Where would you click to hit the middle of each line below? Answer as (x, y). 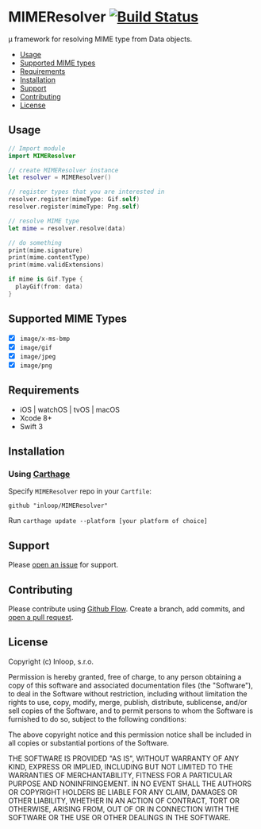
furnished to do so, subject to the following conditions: (97, 719)
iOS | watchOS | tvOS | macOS (70, 409)
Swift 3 (31, 426)
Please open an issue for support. (63, 565)
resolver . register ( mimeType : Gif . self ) (74, 200)
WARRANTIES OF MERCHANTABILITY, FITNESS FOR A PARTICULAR (120, 775)
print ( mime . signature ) (46, 250)
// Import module (37, 148)
